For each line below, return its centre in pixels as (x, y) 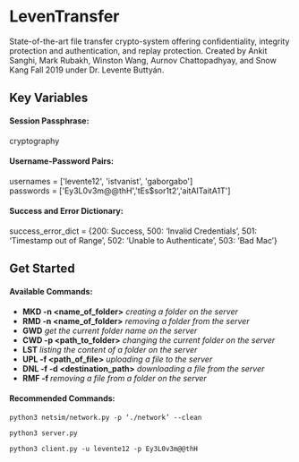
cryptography (34, 141)
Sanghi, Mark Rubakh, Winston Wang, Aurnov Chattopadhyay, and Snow (143, 60)
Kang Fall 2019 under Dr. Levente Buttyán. (87, 70)
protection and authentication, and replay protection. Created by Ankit (138, 50)
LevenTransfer (64, 17)
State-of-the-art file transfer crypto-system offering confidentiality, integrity (149, 41)
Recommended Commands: (62, 398)
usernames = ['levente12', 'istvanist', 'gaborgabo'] (101, 181)
